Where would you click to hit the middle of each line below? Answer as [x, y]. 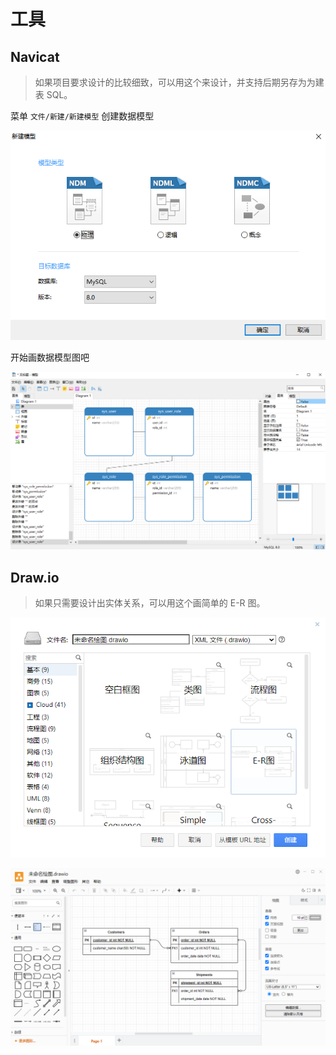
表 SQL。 [53, 94]
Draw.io [35, 577]
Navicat [35, 56]
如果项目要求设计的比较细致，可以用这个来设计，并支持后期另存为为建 [179, 82]
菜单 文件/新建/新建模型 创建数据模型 [82, 116]
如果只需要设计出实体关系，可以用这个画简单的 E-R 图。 [150, 603]
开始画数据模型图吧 [50, 357]
